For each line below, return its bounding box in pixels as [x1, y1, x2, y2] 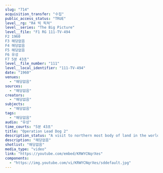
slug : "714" [5, 7, 29, 12]
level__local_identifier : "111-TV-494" [5, 66, 86, 71]
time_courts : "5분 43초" [5, 124, 53, 129]
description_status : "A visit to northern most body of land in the [5, 133, 147, 138]
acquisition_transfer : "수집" [5, 12, 64, 16]
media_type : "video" [5, 147, 47, 152]
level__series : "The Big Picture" [5, 25, 75, 30]
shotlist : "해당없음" [5, 142, 45, 147]
